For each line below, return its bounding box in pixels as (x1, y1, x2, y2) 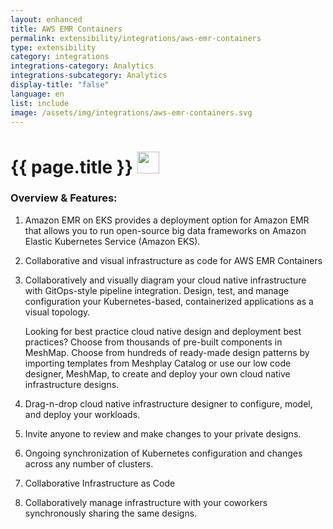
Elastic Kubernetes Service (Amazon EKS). (24, 235, 201, 247)
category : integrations (10, 52, 110, 62)
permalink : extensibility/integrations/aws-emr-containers (10, 33, 262, 43)
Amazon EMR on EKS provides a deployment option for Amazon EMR (24, 214, 310, 226)
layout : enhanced (10, 14, 83, 25)
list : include (10, 98, 70, 108)
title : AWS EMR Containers (10, 24, 123, 34)
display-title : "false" (10, 80, 110, 90)
